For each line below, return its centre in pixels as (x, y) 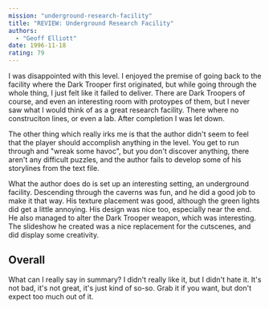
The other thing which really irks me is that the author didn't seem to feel (128, 134)
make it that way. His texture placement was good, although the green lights (134, 201)
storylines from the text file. (54, 168)
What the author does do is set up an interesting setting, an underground (129, 184)
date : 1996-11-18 (37, 46)
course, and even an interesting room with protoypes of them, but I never (129, 102)
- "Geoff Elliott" (47, 38)
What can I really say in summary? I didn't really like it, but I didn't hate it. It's (135, 279)
